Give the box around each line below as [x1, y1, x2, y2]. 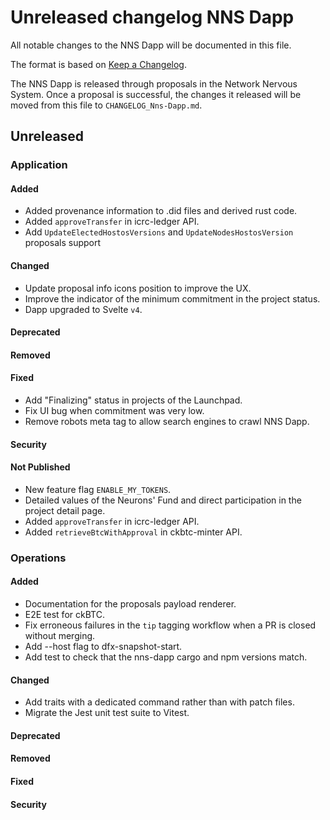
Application [10, 158, 68, 172]
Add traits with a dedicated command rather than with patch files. [24, 696, 295, 708]
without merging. [24, 629, 96, 641]
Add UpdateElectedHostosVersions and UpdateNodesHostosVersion [24, 226, 294, 238]
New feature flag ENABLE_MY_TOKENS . [24, 483, 172, 495]
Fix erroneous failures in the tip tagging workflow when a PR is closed [24, 619, 317, 631]
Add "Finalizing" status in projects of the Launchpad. [24, 394, 243, 406]
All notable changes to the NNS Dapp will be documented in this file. [10, 39, 292, 51]
